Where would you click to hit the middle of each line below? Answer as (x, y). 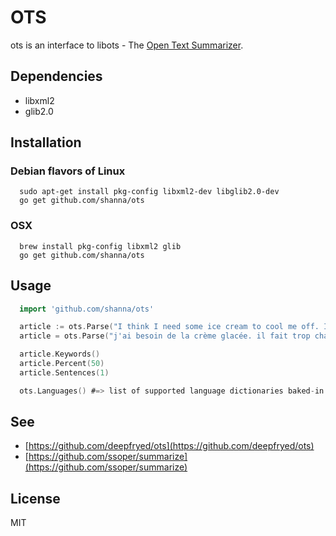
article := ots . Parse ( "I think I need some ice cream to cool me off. (169, 327)
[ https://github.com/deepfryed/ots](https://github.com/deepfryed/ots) (169, 446)
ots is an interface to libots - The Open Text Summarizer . (127, 45)
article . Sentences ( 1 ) (64, 372)
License (35, 498)
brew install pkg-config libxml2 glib (100, 246)
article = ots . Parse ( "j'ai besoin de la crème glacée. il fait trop (165, 336)
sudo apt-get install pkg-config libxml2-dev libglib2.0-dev (149, 192)
